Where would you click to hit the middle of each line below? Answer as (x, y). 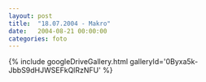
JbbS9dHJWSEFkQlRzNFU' (55, 71)
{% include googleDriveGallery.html (68, 62)
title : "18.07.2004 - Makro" (60, 24)
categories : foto (38, 39)
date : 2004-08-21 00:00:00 (58, 31)
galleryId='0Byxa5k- (164, 62)
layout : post (31, 16)
